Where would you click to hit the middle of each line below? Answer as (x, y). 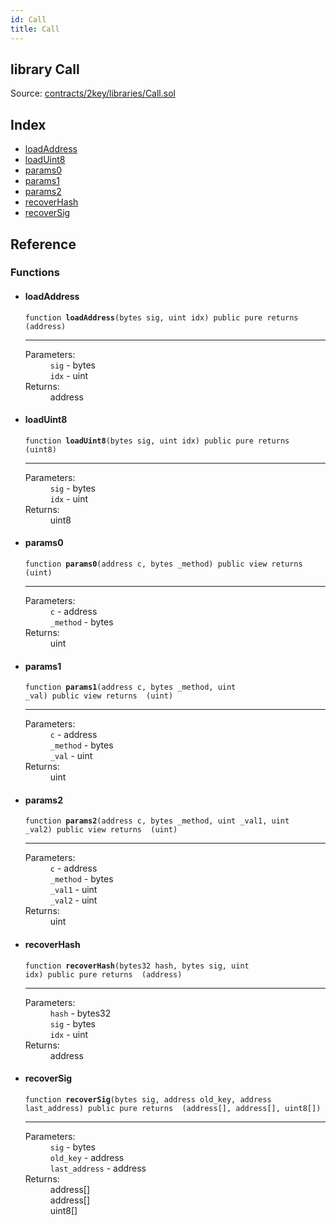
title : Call (35, 29)
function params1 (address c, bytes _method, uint (130, 687)
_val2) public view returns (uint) (101, 830)
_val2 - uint (73, 900)
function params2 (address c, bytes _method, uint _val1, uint (157, 821)
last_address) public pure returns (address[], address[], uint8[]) (173, 1108)
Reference (43, 244)
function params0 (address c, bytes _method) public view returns (163, 564)
